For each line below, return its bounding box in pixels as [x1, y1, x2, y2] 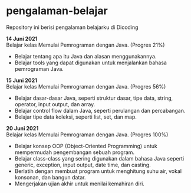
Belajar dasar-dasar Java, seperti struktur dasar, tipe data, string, [14, 94, 173, 102]
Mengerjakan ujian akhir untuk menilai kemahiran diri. [14, 180, 144, 187]
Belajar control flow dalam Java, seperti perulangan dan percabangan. [14, 107, 186, 114]
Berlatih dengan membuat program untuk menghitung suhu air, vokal [14, 167, 182, 175]
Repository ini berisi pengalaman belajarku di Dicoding [6, 24, 139, 31]
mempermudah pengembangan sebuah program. [14, 149, 134, 156]
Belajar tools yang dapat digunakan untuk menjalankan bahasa [14, 59, 167, 66]
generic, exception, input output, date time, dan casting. [14, 161, 152, 168]
